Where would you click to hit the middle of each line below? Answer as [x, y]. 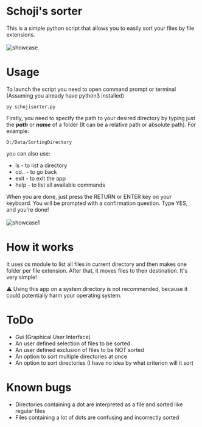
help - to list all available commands [60, 185]
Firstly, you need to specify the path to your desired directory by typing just [101, 118]
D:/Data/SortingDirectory [39, 142]
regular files [30, 411]
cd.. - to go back [36, 171]
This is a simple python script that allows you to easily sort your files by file [100, 28]
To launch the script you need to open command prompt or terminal [91, 89]
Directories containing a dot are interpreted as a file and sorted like [99, 404]
